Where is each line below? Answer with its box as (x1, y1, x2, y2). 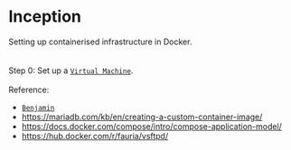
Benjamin (21, 103, 55, 112)
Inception (8, 6, 82, 27)
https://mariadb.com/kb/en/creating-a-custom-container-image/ (21, 111, 263, 122)
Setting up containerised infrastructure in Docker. (8, 36, 192, 47)
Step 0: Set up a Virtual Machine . (8, 65, 134, 76)
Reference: (8, 84, 50, 95)
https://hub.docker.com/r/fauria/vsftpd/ (21, 130, 169, 141)
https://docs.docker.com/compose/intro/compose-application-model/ (21, 120, 282, 132)
